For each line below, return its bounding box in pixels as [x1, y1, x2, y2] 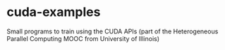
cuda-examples [6, 4, 101, 20]
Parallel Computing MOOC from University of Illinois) [6, 34, 160, 42]
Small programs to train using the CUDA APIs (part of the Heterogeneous [6, 27, 219, 35]
